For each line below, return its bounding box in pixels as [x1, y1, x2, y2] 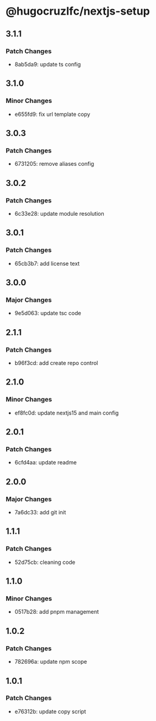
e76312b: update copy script [14, 708, 86, 715]
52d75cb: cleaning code [14, 558, 75, 566]
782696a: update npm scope [14, 658, 87, 666]
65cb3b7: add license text [14, 260, 80, 267]
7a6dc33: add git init [14, 509, 66, 516]
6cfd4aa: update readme [14, 459, 77, 466]
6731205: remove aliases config [14, 160, 95, 168]
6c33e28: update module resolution [14, 210, 104, 217]
